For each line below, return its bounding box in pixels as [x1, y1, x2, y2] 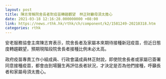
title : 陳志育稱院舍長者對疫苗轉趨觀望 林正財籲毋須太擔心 [5, 12, 113, 17]
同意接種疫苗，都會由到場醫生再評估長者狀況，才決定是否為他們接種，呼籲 [5, 63, 157, 69]
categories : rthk [5, 26, 41, 31]
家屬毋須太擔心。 [13, 69, 48, 75]
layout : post [5, 7, 32, 12]
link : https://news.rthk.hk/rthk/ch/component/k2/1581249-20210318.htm [5, 21, 156, 26]
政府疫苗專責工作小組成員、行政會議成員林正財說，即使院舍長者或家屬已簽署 [5, 56, 161, 62]
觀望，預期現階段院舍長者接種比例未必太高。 [18, 46, 109, 52]
